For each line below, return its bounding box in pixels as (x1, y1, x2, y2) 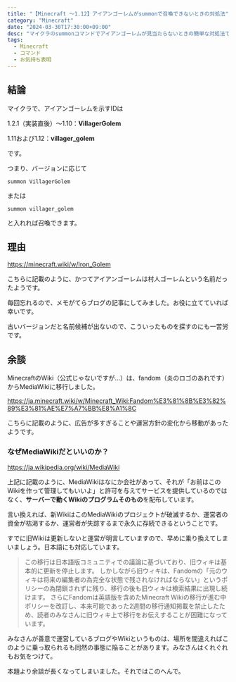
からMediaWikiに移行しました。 (7, 383, 100, 391)
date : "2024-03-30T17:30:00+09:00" (7, 23, 112, 30)
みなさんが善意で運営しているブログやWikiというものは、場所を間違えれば (7, 635, 223, 643)
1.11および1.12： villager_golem (7, 134, 95, 142)
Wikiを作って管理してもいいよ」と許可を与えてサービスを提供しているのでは (7, 487, 228, 495)
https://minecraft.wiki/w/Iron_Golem (7, 260, 111, 268)
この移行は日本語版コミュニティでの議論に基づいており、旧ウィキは (24, 558, 221, 566)
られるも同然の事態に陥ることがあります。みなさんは (50, 643, 204, 652)
